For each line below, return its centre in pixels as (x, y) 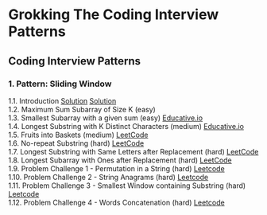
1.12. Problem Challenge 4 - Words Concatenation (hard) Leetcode (116, 202)
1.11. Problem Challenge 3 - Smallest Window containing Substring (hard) (127, 186)
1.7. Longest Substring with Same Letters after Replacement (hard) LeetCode (133, 151)
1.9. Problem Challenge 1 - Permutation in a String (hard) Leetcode (116, 168)
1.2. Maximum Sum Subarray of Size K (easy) (82, 109)
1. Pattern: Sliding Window (60, 84)
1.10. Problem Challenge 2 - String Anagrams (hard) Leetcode (108, 177)
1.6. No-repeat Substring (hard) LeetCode (76, 143)
